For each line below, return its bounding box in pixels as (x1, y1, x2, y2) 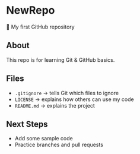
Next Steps (6, 119, 48, 129)
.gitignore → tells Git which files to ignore (14, 89, 119, 96)
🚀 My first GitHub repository (6, 23, 75, 30)
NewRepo (6, 4, 55, 17)
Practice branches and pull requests (14, 141, 104, 149)
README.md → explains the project (14, 102, 95, 109)
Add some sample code (14, 135, 73, 142)
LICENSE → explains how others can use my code (14, 96, 135, 103)
